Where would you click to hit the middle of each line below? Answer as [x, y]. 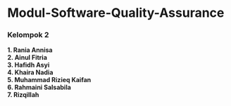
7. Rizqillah [23, 95]
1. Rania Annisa [30, 50]
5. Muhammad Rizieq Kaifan [49, 80]
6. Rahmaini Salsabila [39, 87]
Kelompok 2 [28, 35]
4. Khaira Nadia [30, 72]
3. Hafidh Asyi [29, 65]
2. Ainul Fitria [27, 58]
